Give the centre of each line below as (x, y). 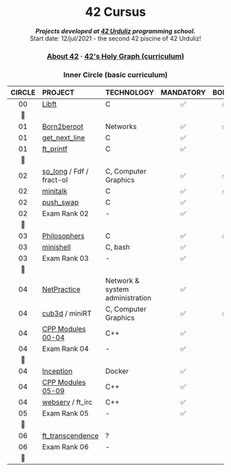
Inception (57, 371)
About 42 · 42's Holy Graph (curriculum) (115, 56)
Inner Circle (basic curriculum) (115, 74)
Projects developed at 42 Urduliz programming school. (115, 31)
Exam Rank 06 (66, 447)
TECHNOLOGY (130, 92)
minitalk (55, 192)
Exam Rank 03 (66, 258)
